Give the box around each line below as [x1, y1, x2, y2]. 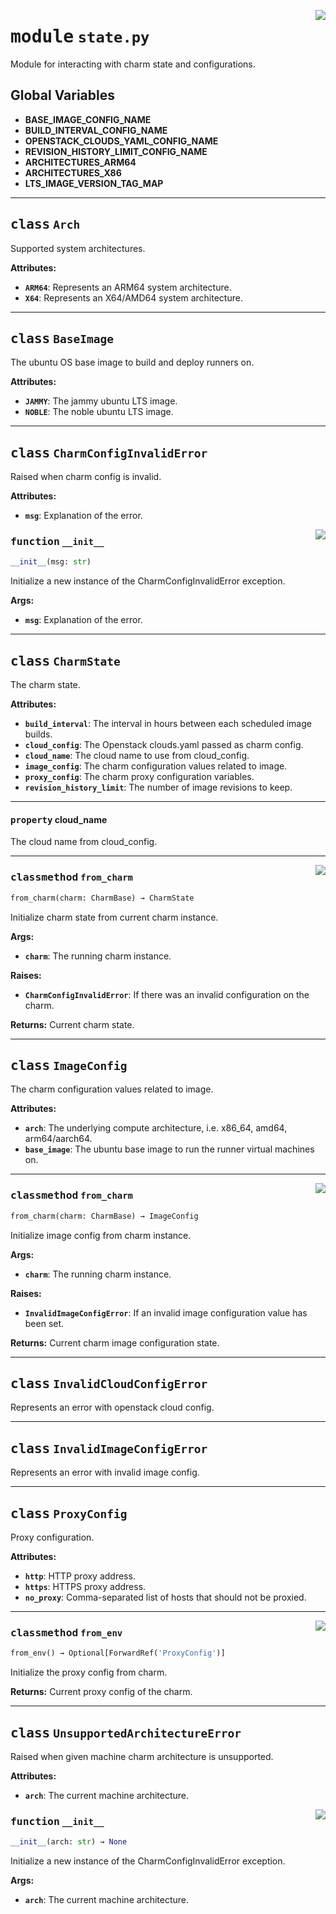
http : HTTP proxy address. [24, 1570, 136, 1582]
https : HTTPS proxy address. [24, 1580, 147, 1592]
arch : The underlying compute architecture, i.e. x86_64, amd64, [24, 1122, 288, 1134]
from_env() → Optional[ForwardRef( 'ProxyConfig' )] [10, 1648, 226, 1659]
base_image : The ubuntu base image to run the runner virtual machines [24, 1143, 315, 1155]
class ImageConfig [10, 1057, 128, 1074]
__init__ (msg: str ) [10, 557, 92, 567]
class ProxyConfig [10, 1505, 128, 1522]
